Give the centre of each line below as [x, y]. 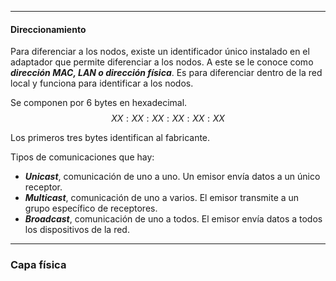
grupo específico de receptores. [91, 208]
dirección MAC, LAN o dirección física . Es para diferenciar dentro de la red [166, 73]
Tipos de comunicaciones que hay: [82, 157]
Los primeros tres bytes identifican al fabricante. [110, 138]
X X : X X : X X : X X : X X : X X [168, 118]
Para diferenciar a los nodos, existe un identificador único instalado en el [160, 52]
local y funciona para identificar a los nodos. [102, 83]
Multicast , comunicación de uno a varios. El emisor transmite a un [162, 198]
